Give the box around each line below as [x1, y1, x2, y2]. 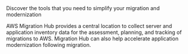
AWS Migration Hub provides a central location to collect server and [6, 23, 173, 30]
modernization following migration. [6, 42, 91, 49]
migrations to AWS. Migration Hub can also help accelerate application [6, 35, 179, 42]
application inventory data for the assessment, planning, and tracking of [6, 29, 182, 36]
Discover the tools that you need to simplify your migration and [6, 5, 160, 12]
